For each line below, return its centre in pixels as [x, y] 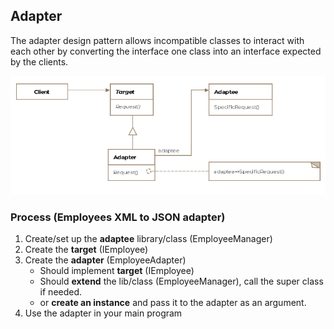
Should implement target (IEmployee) [117, 270]
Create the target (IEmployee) [86, 249]
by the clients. [39, 61]
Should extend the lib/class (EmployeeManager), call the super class [181, 281]
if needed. [61, 291]
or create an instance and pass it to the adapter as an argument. [173, 302]
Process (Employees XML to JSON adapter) [118, 217]
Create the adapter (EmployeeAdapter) [105, 260]
